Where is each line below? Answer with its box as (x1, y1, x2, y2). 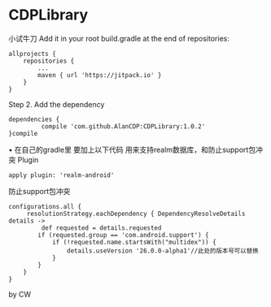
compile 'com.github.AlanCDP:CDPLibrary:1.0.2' (41, 122, 206, 131)
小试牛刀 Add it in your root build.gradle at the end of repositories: (8, 33, 229, 43)
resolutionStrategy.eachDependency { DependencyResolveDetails (26, 210, 246, 218)
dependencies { (8, 115, 60, 123)
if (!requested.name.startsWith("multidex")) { (51, 238, 217, 246)
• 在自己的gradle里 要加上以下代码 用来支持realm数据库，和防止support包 (8, 145, 256, 154)
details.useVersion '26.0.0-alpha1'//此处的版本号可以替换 (66, 246, 259, 255)
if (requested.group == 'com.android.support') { (37, 231, 209, 239)
